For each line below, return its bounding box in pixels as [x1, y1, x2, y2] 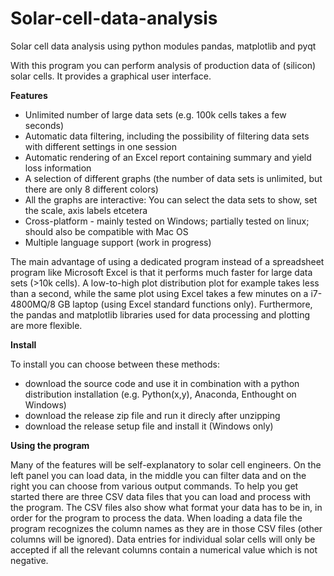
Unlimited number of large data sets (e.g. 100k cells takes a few [24, 108, 287, 121]
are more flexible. [10, 319, 83, 331]
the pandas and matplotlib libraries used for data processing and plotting [10, 308, 311, 321]
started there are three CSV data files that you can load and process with [10, 490, 312, 502]
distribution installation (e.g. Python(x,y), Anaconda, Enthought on [24, 388, 297, 400]
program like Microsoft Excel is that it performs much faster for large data [10, 266, 313, 278]
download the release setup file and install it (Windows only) [24, 420, 274, 432]
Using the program [10, 439, 90, 451]
